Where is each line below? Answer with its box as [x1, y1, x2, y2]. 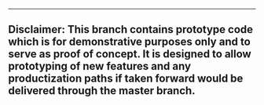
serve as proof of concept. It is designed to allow [8, 48, 251, 61]
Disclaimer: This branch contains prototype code [8, 23, 254, 36]
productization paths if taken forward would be [8, 72, 244, 85]
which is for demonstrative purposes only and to [8, 35, 251, 49]
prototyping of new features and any [8, 60, 191, 73]
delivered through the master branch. [8, 84, 196, 98]
